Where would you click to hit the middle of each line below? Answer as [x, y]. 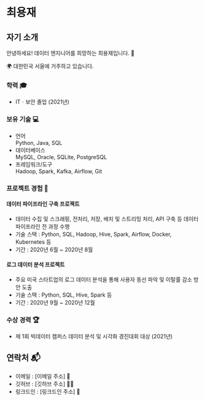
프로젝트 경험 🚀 [27, 188]
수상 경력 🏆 [23, 320]
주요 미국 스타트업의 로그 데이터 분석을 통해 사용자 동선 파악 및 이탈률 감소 [104, 279]
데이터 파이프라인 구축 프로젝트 [43, 204]
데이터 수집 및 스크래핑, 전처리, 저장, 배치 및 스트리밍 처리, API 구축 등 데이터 [107, 219]
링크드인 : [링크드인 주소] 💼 [48, 392]
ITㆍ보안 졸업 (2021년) [42, 102]
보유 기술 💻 [23, 119]
